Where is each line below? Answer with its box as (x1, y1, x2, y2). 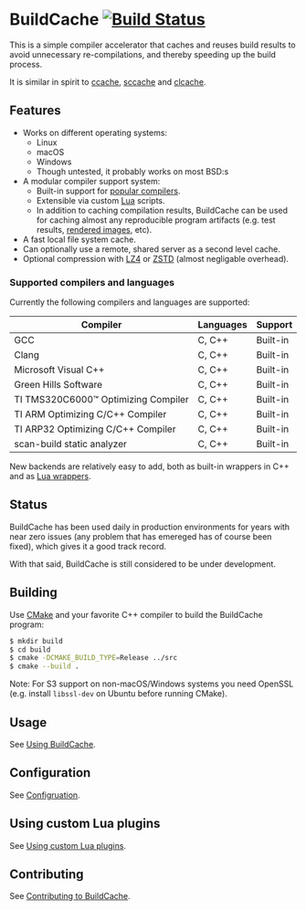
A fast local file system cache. (22, 234, 137, 245)
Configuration (9, 765, 91, 780)
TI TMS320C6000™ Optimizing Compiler (14, 393, 189, 406)
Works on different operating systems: (22, 127, 167, 138)
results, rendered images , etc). (36, 224, 153, 235)
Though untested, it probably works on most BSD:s (36, 165, 229, 177)
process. (9, 58, 43, 69)
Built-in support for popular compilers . (36, 185, 181, 196)
